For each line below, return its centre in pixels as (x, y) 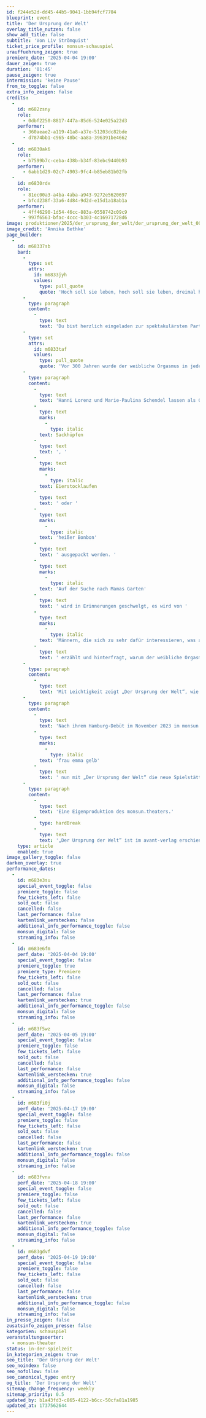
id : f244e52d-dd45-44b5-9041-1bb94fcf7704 (61, 12)
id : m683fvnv (34, 1177)
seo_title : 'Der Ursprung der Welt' (53, 1360)
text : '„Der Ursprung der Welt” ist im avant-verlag (108, 840)
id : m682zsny (34, 109)
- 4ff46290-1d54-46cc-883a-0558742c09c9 (75, 212)
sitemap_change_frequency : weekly (51, 1389)
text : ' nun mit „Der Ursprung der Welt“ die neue (105, 778)
